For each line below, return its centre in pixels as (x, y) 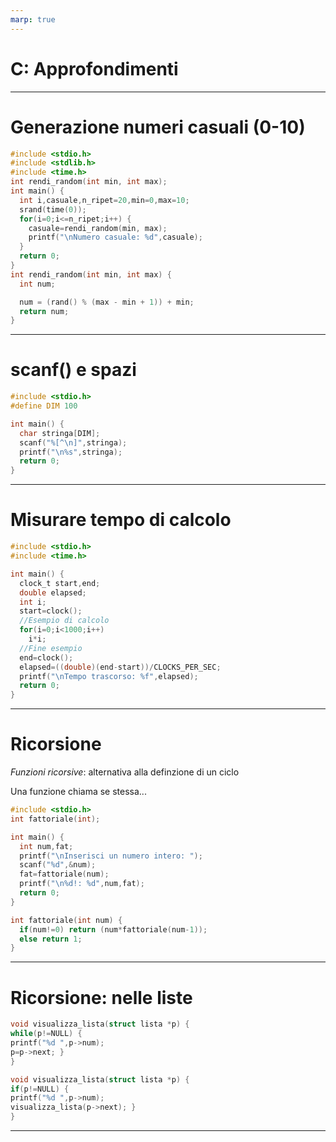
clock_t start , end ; (60, 583)
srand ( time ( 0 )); (53, 209)
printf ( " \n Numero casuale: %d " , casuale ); (115, 237)
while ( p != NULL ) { (46, 1034)
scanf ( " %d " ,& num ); (58, 865)
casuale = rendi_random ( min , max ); (98, 228)
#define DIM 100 (44, 406)
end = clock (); (46, 657)
